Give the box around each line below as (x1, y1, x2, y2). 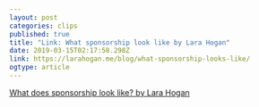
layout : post (9, 12, 58, 22)
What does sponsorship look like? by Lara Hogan (9, 86, 190, 98)
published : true (9, 29, 70, 38)
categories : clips (9, 21, 78, 30)
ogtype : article (9, 63, 70, 72)
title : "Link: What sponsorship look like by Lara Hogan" (9, 37, 230, 47)
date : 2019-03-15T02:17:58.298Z (9, 46, 130, 55)
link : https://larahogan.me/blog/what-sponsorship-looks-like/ (9, 54, 251, 63)
